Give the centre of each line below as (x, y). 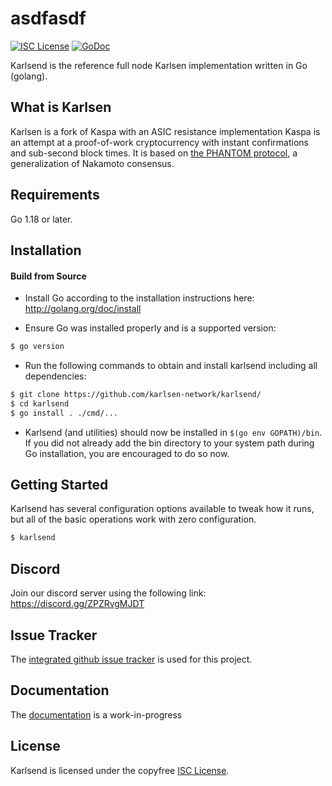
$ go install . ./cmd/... (64, 413)
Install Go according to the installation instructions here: (139, 298)
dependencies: (55, 376)
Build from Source (48, 276)
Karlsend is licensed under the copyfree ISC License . (120, 770)
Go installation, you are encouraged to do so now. (127, 453)
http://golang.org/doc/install (83, 309)
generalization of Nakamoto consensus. (92, 163)
